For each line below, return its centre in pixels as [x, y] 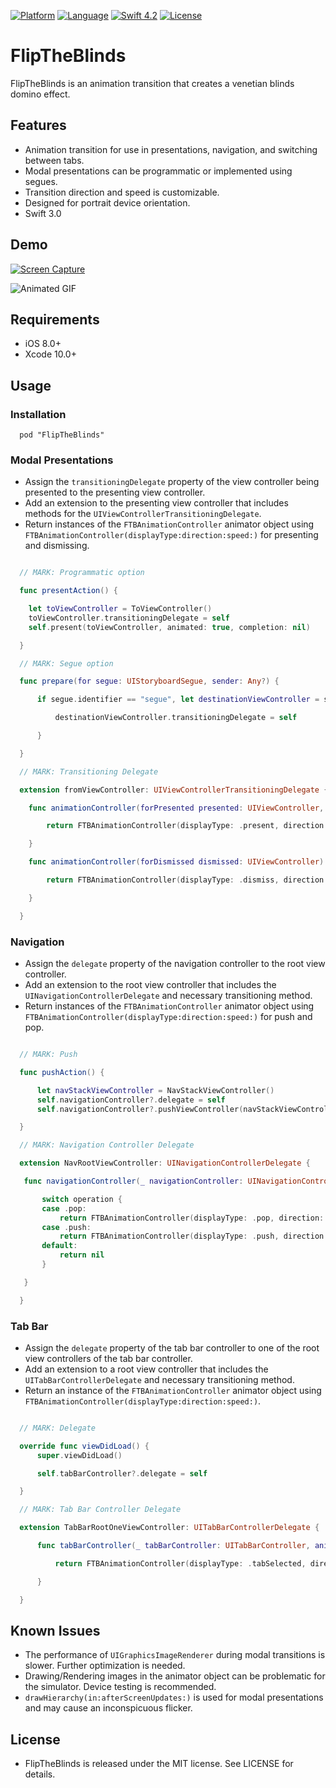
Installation [38, 414]
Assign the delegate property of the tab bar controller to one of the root [172, 1347]
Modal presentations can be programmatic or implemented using [158, 171]
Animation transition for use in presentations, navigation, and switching [171, 149]
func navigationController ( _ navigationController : [133, 1181]
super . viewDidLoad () [79, 1455]
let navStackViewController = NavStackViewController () [155, 1090]
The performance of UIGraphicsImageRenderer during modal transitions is [175, 1655]
